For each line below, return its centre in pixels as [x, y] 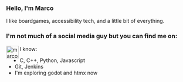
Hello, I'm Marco [30, 8]
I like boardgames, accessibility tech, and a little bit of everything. [85, 21]
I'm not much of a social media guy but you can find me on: [92, 36]
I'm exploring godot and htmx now [56, 73]
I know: [28, 49]
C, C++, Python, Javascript [52, 60]
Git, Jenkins [29, 66]
